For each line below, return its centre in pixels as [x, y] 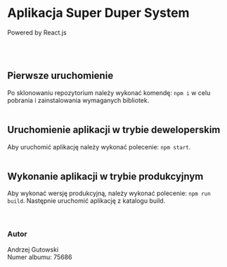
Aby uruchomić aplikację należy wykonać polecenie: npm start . [99, 147]
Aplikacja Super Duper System [98, 13]
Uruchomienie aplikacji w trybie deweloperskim [114, 130]
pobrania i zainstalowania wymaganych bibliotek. [78, 100]
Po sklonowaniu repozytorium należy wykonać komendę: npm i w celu [109, 92]
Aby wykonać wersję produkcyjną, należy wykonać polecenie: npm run [109, 193]
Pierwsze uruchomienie [60, 76]
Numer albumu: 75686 [40, 257]
